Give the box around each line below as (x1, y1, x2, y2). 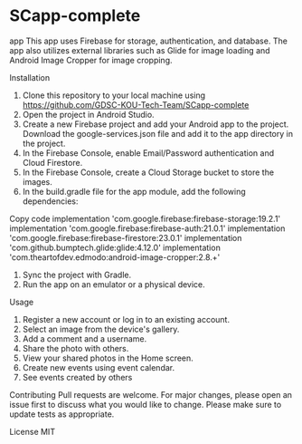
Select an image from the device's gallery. (22, 323, 180, 334)
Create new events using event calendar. (22, 362, 175, 372)
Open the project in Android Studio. (22, 109, 156, 120)
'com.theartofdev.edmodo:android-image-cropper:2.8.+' (9, 251, 221, 263)
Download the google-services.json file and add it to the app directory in (22, 128, 294, 139)
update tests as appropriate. (9, 409, 115, 420)
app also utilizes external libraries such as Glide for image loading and (9, 44, 270, 55)
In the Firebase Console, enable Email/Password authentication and (22, 147, 274, 159)
